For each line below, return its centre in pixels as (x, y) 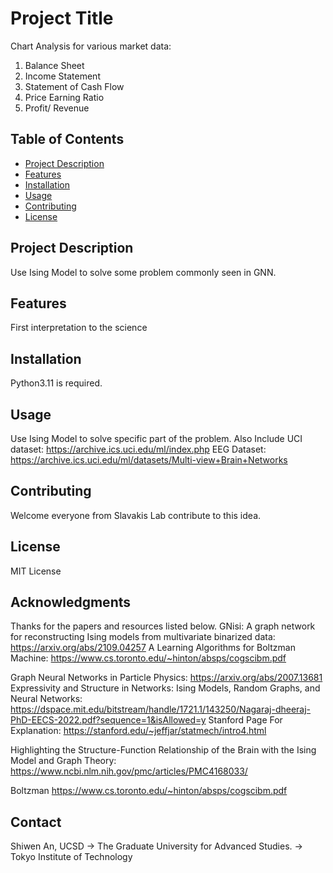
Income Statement (62, 76)
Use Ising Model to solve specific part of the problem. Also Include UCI (156, 438)
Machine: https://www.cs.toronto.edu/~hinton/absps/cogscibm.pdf (148, 658)
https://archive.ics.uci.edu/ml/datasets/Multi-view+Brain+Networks (149, 460)
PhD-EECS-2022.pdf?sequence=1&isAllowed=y (108, 720)
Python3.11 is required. (56, 383)
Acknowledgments (71, 602)
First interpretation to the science (79, 328)
